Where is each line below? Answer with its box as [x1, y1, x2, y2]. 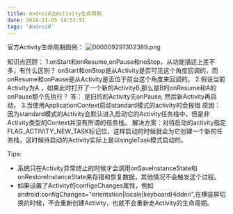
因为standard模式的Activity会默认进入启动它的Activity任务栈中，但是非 [7, 110, 210, 118]
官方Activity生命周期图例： [7, 43, 84, 51]
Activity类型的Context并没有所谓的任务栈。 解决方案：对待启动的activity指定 [7, 119, 227, 127]
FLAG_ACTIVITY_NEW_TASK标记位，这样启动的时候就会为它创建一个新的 [7, 127, 217, 135]
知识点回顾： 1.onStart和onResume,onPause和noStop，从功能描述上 [7, 58, 204, 66]
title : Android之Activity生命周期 [7, 10, 102, 17]
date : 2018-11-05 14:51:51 [7, 17, 86, 24]
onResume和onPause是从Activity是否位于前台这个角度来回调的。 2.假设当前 [7, 75, 226, 83]
